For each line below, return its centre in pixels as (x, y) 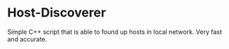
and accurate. (27, 39)
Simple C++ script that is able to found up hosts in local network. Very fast (115, 32)
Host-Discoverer (57, 13)
